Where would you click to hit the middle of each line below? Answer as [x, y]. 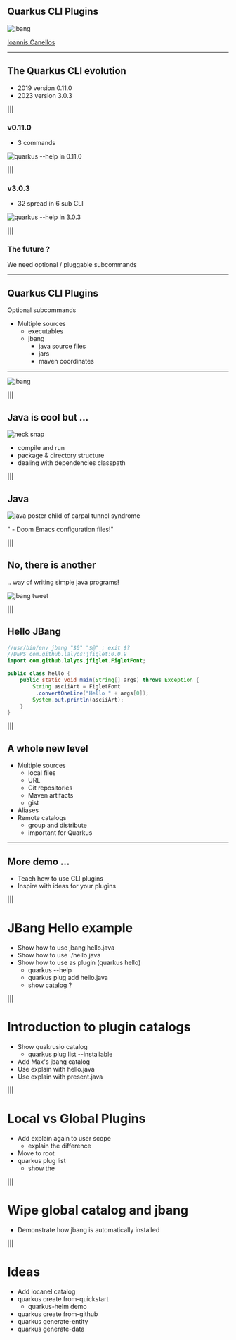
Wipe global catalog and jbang [98, 1210]
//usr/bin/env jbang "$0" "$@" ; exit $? [69, 647]
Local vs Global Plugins [77, 1119]
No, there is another [52, 565]
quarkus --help [50, 970]
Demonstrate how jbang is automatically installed [88, 1229]
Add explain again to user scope [64, 1138]
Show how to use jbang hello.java [66, 948]
